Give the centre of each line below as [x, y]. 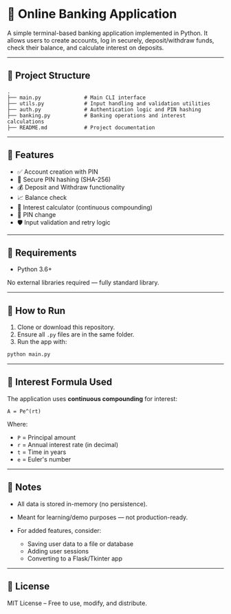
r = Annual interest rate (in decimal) [68, 444]
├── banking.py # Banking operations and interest [97, 115]
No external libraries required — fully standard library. [83, 283]
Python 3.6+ [35, 269]
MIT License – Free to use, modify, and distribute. [77, 603]
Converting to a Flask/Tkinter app [75, 558]
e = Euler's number [44, 459]
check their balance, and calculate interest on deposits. [86, 47]
